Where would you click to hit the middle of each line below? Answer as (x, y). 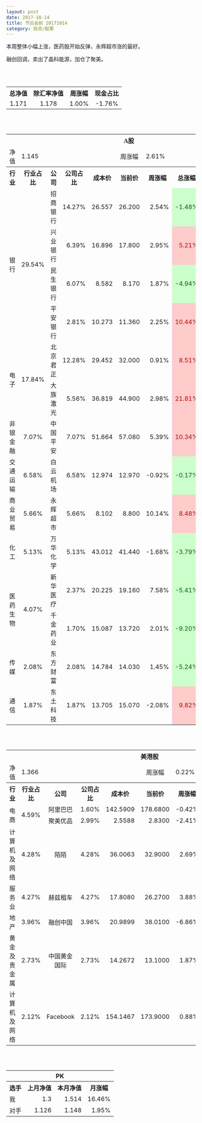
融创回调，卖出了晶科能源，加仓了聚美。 (56, 59)
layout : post (23, 12)
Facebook (61, 1017)
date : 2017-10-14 (28, 17)
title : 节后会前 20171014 (37, 23)
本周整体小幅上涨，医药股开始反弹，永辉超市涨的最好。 (75, 46)
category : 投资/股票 (30, 29)
